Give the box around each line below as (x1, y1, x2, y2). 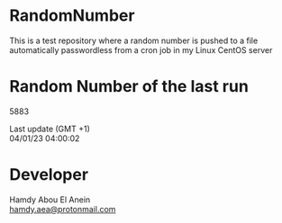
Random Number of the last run (9, 76, 250, 97)
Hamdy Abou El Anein (9, 194, 91, 205)
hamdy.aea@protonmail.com (9, 203, 116, 214)
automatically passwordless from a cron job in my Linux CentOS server (9, 44, 273, 55)
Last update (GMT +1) (9, 123, 90, 134)
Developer (9, 165, 88, 185)
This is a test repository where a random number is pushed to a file (9, 35, 259, 46)
